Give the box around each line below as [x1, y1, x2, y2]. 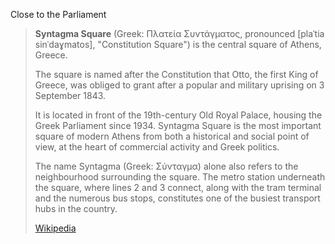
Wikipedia [34, 222, 77, 234]
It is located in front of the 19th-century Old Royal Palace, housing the [34, 109, 323, 121]
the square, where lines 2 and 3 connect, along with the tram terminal [34, 182, 322, 193]
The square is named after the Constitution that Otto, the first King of [34, 69, 319, 80]
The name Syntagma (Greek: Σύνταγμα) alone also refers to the [34, 160, 299, 172]
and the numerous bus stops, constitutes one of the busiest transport [34, 192, 321, 204]
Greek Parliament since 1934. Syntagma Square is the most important [34, 120, 322, 131]
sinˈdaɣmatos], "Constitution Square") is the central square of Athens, [34, 39, 322, 50]
